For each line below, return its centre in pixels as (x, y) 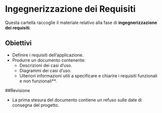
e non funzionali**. (38, 81)
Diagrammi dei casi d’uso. (45, 70)
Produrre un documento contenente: (49, 60)
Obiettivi (18, 43)
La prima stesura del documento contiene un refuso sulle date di (77, 100)
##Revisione (18, 90)
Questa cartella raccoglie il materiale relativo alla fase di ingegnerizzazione (81, 23)
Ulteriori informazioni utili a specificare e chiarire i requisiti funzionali (88, 76)
